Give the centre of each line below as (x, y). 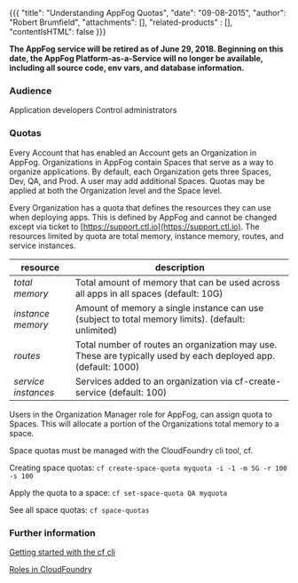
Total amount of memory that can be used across (178, 282)
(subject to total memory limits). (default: (160, 319)
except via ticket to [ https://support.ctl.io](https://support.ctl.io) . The (134, 227)
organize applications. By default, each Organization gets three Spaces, (141, 172)
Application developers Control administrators (93, 110)
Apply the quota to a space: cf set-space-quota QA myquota (118, 492)
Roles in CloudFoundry (51, 569)
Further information (52, 532)
